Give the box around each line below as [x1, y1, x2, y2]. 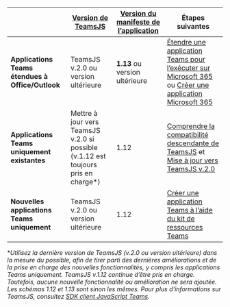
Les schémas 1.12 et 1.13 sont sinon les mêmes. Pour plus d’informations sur [7, 285, 221, 293]
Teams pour [166, 55, 205, 64]
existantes [10, 156, 46, 165]
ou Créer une [166, 80, 209, 90]
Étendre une [166, 38, 207, 47]
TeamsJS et [166, 147, 205, 156]
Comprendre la [166, 121, 216, 131]
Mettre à [71, 109, 98, 118]
